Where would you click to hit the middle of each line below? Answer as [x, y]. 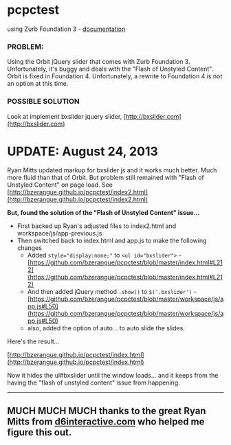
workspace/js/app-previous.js [59, 233]
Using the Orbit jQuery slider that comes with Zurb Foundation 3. [99, 62]
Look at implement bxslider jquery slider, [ [66, 116]
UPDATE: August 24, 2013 [82, 151]
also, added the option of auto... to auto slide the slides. [106, 328]
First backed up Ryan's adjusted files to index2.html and [97, 226]
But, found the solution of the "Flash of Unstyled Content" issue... [103, 213]
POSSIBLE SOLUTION [44, 102]
